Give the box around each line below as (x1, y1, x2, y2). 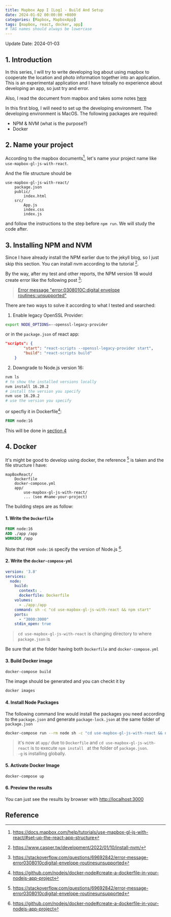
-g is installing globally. (17, 750, 66, 757)
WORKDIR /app (5, 536, 33, 541)
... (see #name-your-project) (23, 495, 88, 500)
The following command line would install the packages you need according (5, 710, 165, 717)
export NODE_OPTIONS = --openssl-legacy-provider (5, 322, 108, 327)
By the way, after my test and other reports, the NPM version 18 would (5, 271, 153, 277)
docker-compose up (5, 773, 44, 779)
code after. (5, 226, 28, 232)
